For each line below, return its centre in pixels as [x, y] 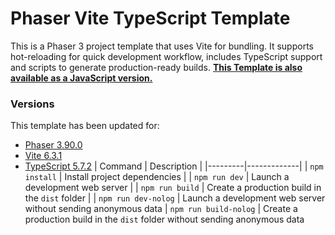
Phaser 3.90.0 [53, 145]
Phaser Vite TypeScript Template [150, 18]
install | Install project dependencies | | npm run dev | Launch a [157, 177]
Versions [32, 104]
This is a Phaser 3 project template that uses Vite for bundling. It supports [162, 46]
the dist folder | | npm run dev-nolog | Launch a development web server [175, 198]
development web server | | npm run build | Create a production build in [173, 188]
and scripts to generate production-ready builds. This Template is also [156, 67]
